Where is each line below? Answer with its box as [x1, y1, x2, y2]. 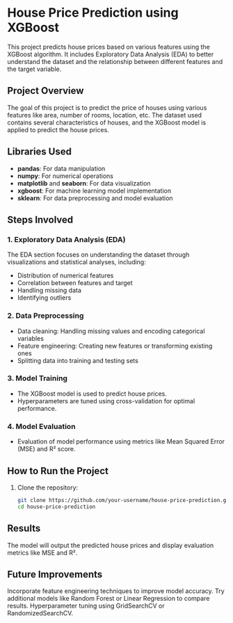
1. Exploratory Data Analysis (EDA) [7, 234, 126, 244]
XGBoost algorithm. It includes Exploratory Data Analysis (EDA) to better [7, 50, 214, 58]
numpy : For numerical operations [17, 172, 113, 180]
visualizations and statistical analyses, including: [7, 258, 146, 266]
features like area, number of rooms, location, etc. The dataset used [7, 111, 202, 119]
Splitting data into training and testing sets [17, 356, 139, 364]
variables [17, 334, 44, 342]
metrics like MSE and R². [7, 548, 78, 557]
